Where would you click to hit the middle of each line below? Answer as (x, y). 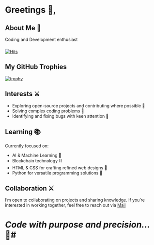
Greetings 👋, (31, 10)
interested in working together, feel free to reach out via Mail (65, 205)
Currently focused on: (27, 146)
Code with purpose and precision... (78, 225)
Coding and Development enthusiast (41, 39)
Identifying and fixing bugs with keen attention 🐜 (60, 116)
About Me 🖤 (23, 28)
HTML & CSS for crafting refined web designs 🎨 (60, 168)
